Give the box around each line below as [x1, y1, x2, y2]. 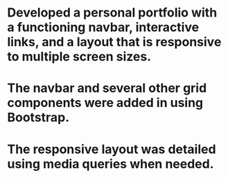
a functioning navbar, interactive [7, 19, 200, 35]
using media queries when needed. [7, 156, 214, 172]
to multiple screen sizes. [7, 49, 151, 65]
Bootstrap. [7, 110, 70, 126]
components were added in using [7, 95, 204, 111]
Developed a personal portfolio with [7, 5, 218, 21]
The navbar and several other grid [7, 81, 207, 96]
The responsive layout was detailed [7, 141, 216, 157]
